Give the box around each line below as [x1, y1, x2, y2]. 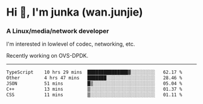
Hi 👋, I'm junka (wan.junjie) [6, 5, 143, 19]
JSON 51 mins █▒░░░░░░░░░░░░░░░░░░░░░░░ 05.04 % [6, 81, 182, 87]
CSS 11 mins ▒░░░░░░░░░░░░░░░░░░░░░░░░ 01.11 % [6, 91, 182, 98]
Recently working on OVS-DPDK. [6, 52, 89, 60]
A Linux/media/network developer [6, 27, 109, 35]
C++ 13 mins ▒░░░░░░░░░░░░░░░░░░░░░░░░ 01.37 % [6, 87, 182, 93]
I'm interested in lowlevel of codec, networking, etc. [6, 40, 135, 47]
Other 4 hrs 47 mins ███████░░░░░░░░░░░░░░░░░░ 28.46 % [6, 75, 182, 81]
